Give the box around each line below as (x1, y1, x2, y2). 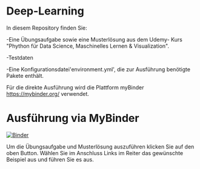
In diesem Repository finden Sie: (6, 24, 88, 31)
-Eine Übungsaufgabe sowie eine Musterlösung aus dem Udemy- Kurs (6, 36, 183, 43)
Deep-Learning (6, 4, 85, 18)
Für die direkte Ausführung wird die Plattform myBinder (6, 83, 144, 91)
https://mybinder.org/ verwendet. (6, 90, 90, 97)
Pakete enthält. (6, 72, 44, 79)
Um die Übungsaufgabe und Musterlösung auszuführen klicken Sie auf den (6, 143, 195, 150)
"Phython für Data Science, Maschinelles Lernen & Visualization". (6, 42, 170, 49)
